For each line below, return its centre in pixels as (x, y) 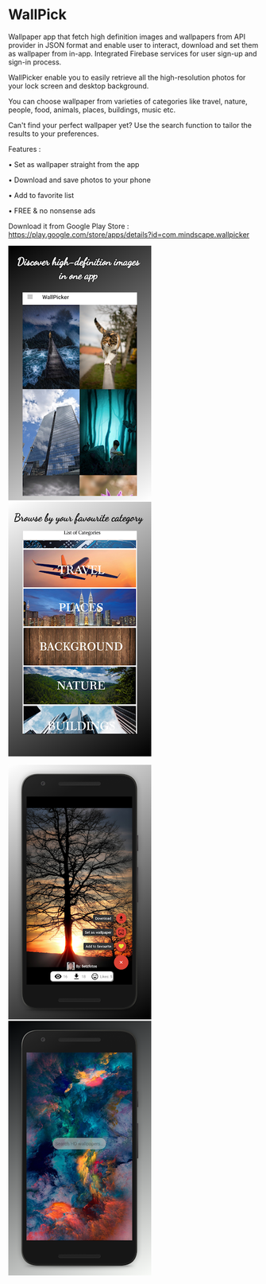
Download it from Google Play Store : (69, 226)
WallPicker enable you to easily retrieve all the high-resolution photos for (127, 77)
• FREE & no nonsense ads (52, 210)
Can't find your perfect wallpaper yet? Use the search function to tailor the (130, 125)
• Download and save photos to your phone (79, 180)
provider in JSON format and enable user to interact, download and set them (133, 45)
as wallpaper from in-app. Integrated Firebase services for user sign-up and (133, 53)
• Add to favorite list (41, 195)
